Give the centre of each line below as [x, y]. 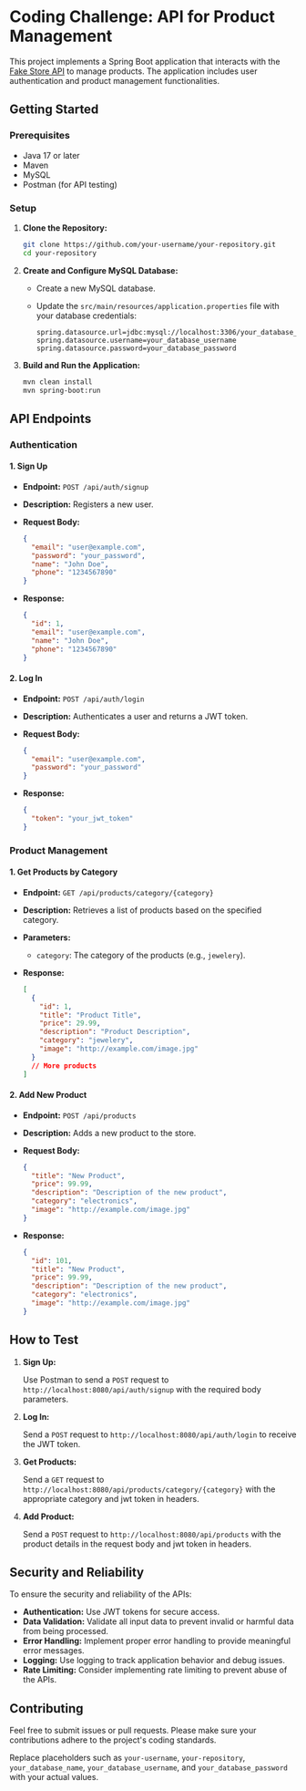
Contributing [46, 1708]
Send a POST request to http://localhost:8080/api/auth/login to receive [159, 1434]
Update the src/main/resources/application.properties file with [158, 305]
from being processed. [66, 1631]
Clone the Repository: [65, 228]
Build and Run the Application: [82, 365]
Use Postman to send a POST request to [96, 1380]
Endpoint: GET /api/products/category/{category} [118, 892]
